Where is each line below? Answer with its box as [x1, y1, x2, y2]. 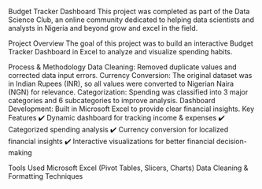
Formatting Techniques [8, 172, 83, 180]
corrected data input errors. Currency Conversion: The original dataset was [8, 71, 253, 80]
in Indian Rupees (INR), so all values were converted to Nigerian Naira [8, 79, 234, 88]
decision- [216, 137, 248, 146]
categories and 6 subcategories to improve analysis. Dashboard [8, 96, 216, 105]
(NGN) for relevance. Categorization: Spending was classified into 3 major [8, 87, 249, 97]
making [8, 148, 33, 157]
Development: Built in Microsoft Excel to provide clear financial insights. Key [8, 104, 255, 113]
